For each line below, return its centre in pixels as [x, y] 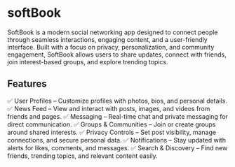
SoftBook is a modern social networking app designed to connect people [113, 32]
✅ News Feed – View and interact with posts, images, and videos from [109, 108]
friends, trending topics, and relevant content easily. [82, 156]
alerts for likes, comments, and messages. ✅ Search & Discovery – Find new [117, 147]
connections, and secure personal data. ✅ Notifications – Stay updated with [117, 140]
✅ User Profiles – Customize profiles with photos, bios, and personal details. [117, 101]
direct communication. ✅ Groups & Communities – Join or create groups [112, 124]
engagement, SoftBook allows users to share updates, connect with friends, [117, 55]
